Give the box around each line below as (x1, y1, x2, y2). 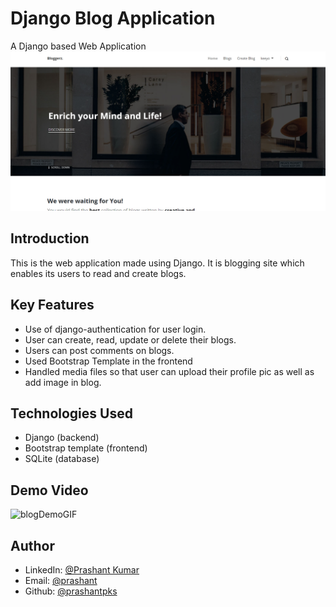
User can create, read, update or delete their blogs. (24, 333, 237, 346)
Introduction (10, 230, 90, 247)
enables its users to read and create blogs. (10, 267, 187, 279)
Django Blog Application (10, 7, 216, 30)
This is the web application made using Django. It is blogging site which (10, 257, 305, 269)
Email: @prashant (24, 574, 98, 586)
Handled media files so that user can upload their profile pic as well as (24, 365, 315, 377)
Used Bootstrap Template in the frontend (24, 355, 193, 367)
